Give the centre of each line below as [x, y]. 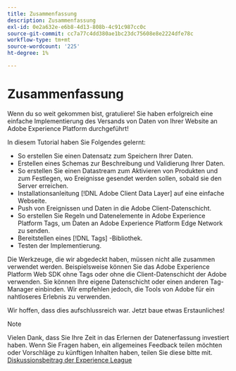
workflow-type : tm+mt [39, 40]
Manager [20, 289]
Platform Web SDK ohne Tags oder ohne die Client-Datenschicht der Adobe [117, 274]
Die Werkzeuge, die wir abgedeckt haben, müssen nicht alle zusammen [111, 259]
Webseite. [32, 201]
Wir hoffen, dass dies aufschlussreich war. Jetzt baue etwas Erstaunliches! [116, 310]
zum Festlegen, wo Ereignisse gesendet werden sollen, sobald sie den [119, 178]
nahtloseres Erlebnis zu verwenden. [59, 296]
